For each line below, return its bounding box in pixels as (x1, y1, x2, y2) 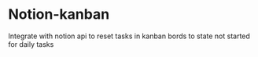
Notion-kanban (8, 5, 110, 23)
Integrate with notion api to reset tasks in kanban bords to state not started (8, 31, 250, 41)
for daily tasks (8, 39, 54, 48)
